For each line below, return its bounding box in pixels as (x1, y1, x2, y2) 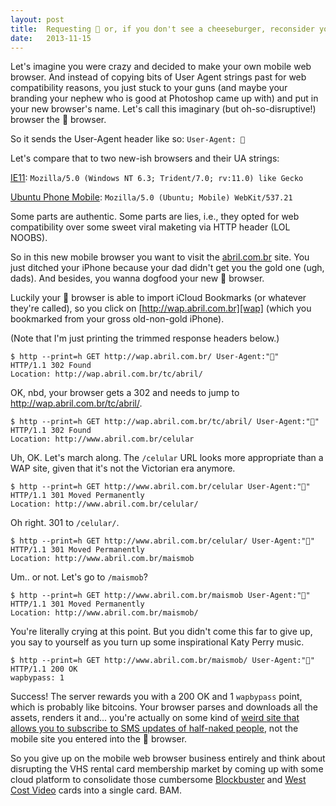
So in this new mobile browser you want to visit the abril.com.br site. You (10, 251, 310, 263)
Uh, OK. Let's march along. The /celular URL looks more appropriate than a (10, 452, 324, 464)
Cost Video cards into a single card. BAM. (10, 784, 183, 796)
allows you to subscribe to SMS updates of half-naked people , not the (10, 722, 299, 735)
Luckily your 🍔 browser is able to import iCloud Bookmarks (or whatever (10, 292, 307, 304)
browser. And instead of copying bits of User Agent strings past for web (10, 71, 307, 83)
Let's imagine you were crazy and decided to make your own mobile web (10, 61, 312, 73)
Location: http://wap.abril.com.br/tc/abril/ (10, 369, 203, 380)
